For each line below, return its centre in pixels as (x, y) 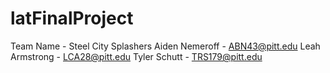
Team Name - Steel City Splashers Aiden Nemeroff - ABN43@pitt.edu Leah (165, 46)
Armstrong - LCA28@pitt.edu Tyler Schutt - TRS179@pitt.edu (136, 56)
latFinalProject (72, 18)
